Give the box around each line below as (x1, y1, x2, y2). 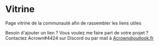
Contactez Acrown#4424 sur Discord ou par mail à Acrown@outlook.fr (5, 35, 154, 41)
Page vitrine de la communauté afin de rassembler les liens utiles (5, 20, 142, 26)
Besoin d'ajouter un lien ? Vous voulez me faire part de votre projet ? (5, 29, 149, 35)
